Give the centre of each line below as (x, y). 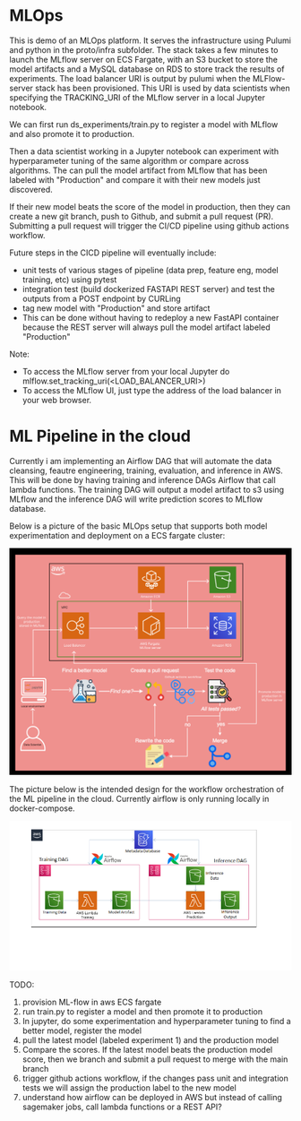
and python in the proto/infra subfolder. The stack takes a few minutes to (144, 49)
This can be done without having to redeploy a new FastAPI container (150, 317)
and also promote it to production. (72, 134)
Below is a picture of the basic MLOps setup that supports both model (138, 526)
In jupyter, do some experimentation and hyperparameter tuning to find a (156, 1022)
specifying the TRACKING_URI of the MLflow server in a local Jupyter (138, 97)
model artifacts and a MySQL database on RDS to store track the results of (147, 69)
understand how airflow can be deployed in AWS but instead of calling (152, 1098)
